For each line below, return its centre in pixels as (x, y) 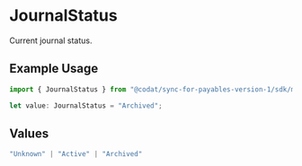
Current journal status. (51, 40)
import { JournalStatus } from (68, 89)
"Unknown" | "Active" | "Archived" (76, 154)
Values (29, 133)
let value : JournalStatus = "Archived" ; (86, 105)
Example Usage (54, 69)
